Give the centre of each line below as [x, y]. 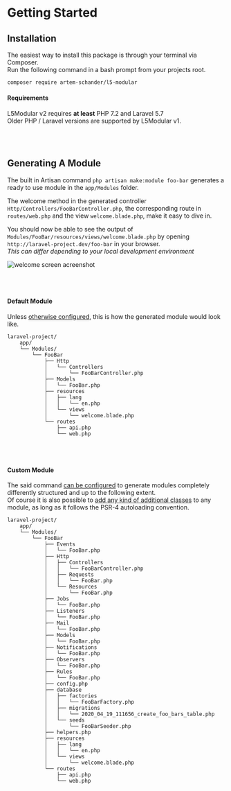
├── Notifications [71, 647]
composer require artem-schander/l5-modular [72, 82]
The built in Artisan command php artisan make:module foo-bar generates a [116, 180]
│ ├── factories [71, 696]
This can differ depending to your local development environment [101, 251]
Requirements [28, 98]
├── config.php [66, 684]
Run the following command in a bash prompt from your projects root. [107, 70]
